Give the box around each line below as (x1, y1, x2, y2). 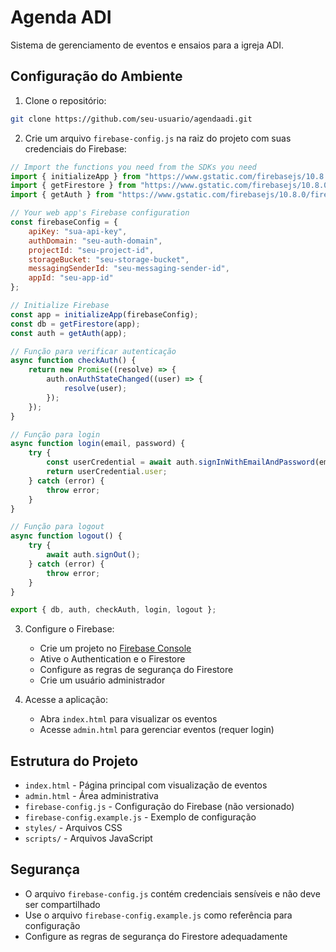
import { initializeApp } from (10, 171, 141, 181)
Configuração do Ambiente (10, 68, 183, 85)
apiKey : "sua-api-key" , (28, 226, 128, 236)
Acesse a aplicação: (24, 694, 108, 706)
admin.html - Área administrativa (24, 790, 159, 802)
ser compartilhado (24, 898, 101, 910)
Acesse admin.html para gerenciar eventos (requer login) (39, 724, 275, 736)
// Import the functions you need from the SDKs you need (10, 162, 257, 172)
